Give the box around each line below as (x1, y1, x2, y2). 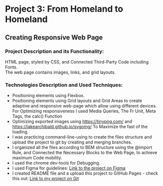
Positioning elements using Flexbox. (12, 93, 85, 99)
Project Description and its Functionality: (5, 48, 104, 55)
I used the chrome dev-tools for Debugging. (12, 160, 101, 166)
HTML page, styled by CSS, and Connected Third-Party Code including (5, 59, 149, 64)
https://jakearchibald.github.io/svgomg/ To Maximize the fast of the (12, 124, 148, 130)
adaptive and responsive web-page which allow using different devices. (12, 103, 157, 109)
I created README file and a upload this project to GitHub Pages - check (12, 170, 159, 176)
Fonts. (5, 64, 18, 70)
